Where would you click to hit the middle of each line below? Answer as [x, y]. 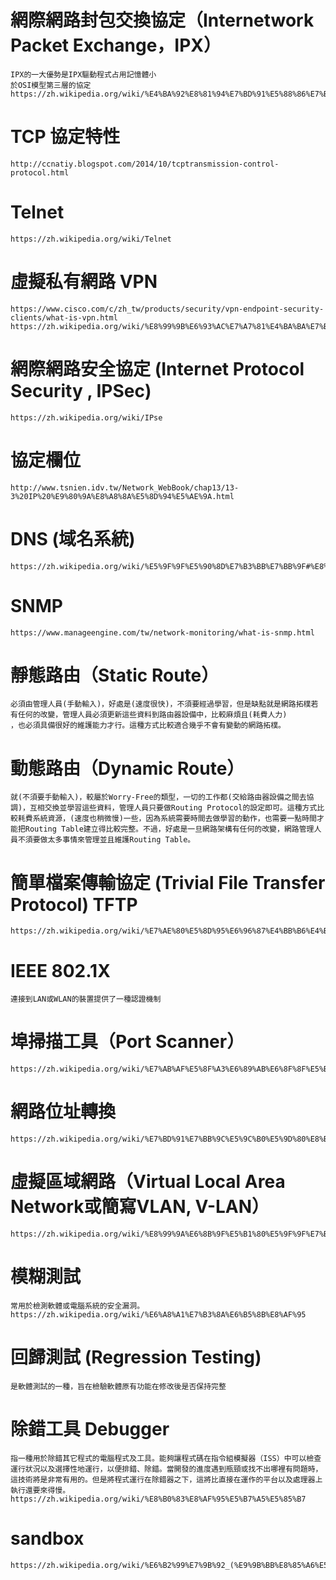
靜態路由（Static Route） [115, 675]
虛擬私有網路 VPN [84, 282]
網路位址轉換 [63, 1112]
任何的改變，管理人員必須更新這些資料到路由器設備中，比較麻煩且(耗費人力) [152, 715]
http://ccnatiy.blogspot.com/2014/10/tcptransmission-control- [145, 164]
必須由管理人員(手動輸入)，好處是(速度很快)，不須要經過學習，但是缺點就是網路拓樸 [161, 704]
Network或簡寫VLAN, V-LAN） [140, 1207]
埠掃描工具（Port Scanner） [127, 1042]
